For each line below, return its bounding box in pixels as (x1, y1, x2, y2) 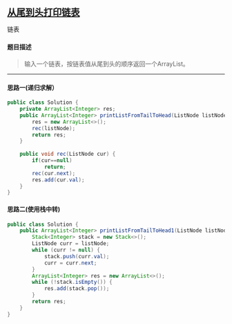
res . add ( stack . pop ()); (43, 285, 110, 292)
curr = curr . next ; (43, 259, 97, 267)
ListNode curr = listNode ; (32, 240, 110, 247)
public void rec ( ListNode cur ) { (19, 151, 116, 158)
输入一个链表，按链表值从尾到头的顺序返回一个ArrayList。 (23, 60, 190, 68)
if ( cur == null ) (32, 157, 72, 164)
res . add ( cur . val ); (32, 176, 85, 183)
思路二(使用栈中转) (7, 205, 61, 213)
